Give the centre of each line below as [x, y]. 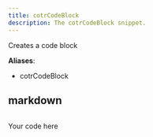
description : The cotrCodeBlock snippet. [77, 23]
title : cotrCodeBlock [44, 15]
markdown [35, 100]
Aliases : [22, 61]
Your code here [34, 126]
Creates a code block [43, 45]
